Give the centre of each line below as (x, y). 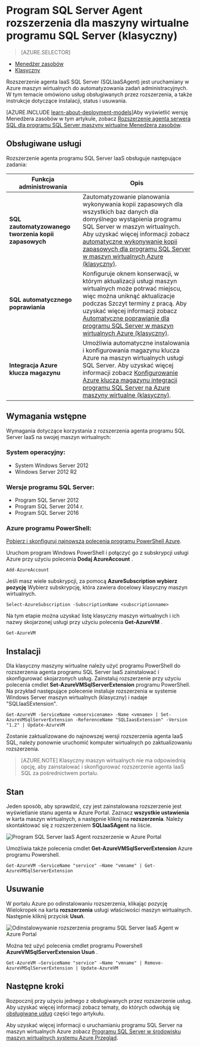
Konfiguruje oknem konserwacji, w (131, 273)
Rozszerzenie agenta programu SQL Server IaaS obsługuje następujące (94, 158)
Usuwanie (25, 889)
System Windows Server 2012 (51, 465)
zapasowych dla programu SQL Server (137, 249)
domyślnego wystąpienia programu (132, 219)
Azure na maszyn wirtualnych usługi (133, 357)
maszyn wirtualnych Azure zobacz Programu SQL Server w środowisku (94, 1031)
